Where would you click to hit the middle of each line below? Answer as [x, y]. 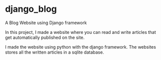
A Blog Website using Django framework [46, 23]
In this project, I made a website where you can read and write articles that [80, 32]
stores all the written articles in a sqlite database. [54, 52]
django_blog [31, 9]
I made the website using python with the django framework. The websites [80, 47]
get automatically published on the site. [45, 37]
